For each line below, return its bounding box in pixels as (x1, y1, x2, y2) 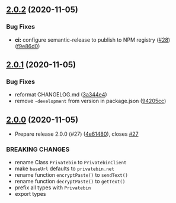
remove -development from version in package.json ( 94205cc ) (14, 98, 167, 105)
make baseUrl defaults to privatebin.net (14, 165, 114, 172)
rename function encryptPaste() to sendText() (14, 171, 129, 179)
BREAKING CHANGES (6, 145, 70, 154)
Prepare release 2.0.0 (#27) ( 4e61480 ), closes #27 (14, 130, 139, 138)
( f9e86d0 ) (14, 42, 40, 49)
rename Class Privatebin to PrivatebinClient (14, 159, 127, 166)
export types (14, 190, 46, 198)
